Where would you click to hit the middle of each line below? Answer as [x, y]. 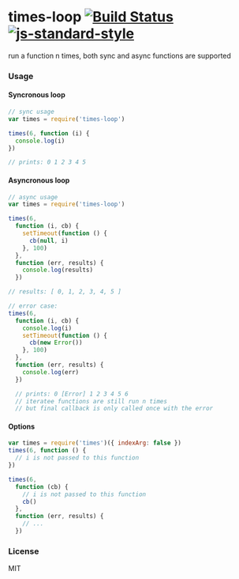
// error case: [33, 306]
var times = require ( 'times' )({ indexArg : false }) [95, 443]
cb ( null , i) [49, 240]
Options [22, 426]
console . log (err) [51, 372]
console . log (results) [58, 270]
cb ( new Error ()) [56, 343]
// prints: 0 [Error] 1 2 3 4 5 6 [72, 394]
